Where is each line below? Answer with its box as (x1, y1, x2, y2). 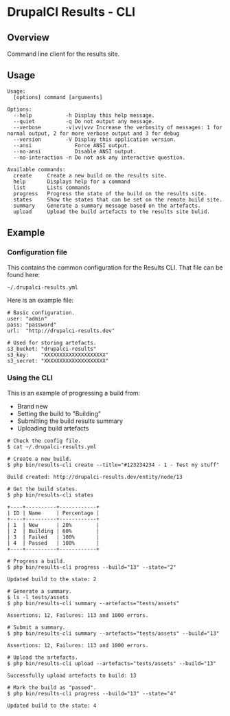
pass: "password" (7, 321, 57, 328)
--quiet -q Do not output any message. (13, 118, 155, 124)
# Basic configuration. (7, 309, 76, 316)
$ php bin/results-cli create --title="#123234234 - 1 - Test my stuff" (7, 462, 220, 468)
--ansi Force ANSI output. (13, 142, 130, 149)
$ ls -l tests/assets (7, 594, 69, 600)
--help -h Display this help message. (13, 111, 155, 119)
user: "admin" (7, 315, 48, 322)
